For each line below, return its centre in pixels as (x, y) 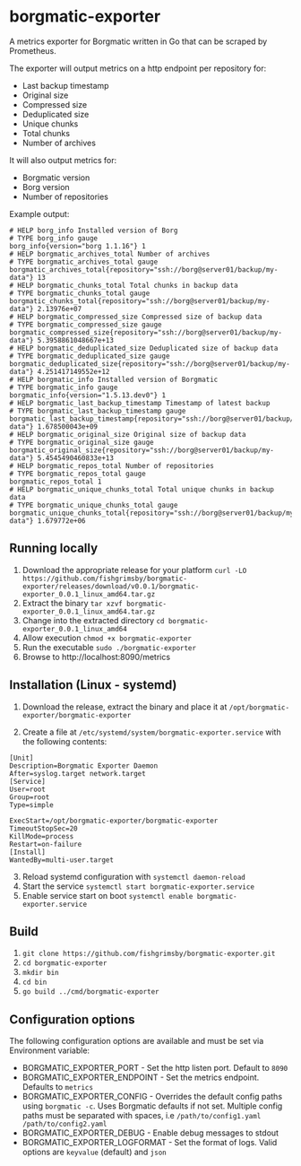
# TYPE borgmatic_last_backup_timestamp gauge (98, 411)
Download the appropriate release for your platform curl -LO (134, 570)
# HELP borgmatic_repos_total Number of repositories (112, 466)
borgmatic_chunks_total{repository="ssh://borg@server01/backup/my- (140, 301)
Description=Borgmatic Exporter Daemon (84, 766)
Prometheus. (33, 50)
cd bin (34, 983)
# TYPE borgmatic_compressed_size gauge (86, 325)
